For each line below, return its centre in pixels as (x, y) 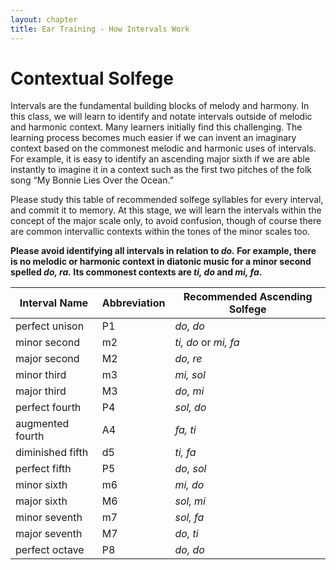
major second (47, 359)
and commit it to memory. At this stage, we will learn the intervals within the (166, 210)
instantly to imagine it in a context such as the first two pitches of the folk (161, 170)
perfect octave (50, 550)
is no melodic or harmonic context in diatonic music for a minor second (161, 262)
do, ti (186, 534)
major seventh (49, 534)
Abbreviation (133, 303)
